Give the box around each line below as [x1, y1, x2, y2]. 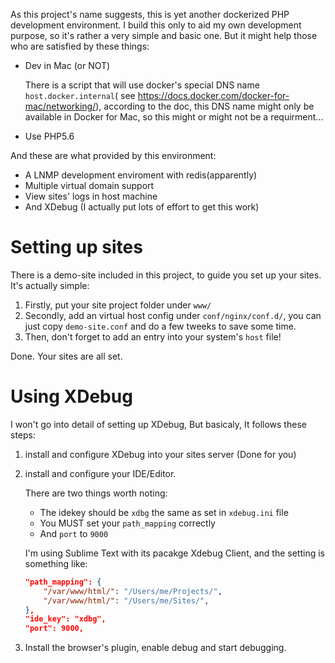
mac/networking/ [24, 100, 97, 112]
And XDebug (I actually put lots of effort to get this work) [24, 201, 260, 213]
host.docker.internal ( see [24, 90, 136, 101]
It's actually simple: [10, 279, 90, 291]
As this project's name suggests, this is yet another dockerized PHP [10, 9, 290, 20]
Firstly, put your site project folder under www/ [24, 299, 212, 311]
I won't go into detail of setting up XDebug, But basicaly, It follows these [10, 418, 307, 430]
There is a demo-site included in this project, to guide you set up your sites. [10, 269, 322, 281]
